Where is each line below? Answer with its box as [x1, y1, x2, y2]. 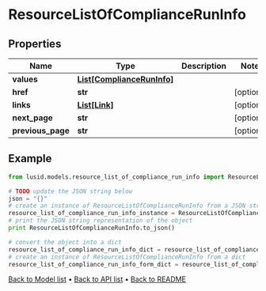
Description [181, 61, 227, 71]
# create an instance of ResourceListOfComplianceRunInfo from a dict [8, 253, 246, 261]
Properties [8, 37, 62, 51]
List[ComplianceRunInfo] [77, 74, 174, 85]
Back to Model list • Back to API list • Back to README [8, 274, 186, 284]
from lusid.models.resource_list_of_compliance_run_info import [8, 172, 225, 181]
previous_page [12, 125, 70, 136]
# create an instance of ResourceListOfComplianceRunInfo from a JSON [8, 202, 246, 210]
